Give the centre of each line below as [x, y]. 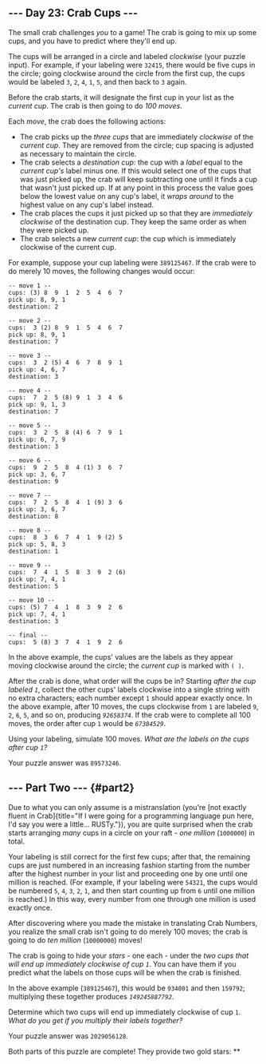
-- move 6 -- [30, 460]
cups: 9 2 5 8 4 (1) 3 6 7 [66, 467]
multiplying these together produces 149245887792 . [91, 996]
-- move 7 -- [30, 495]
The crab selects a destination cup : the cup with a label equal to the [131, 162]
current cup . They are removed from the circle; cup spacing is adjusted [137, 145]
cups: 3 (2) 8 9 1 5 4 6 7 [66, 328]
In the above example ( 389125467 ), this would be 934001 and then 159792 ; [127, 988]
